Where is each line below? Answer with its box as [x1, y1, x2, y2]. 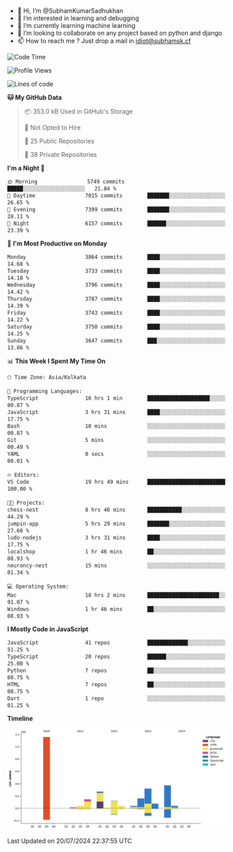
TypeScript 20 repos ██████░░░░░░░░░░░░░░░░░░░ [7, 653, 226, 660]
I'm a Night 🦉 [7, 164, 45, 172]
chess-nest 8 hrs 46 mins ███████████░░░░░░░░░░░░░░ [7, 506, 226, 513]
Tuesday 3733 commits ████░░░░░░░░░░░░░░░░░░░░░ [7, 268, 226, 275]
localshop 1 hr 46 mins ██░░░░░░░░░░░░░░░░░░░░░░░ [7, 548, 226, 555]
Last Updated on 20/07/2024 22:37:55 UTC [7, 837, 132, 845]
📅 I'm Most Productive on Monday [7, 239, 108, 248]
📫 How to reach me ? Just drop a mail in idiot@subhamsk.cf [17, 37, 191, 45]
